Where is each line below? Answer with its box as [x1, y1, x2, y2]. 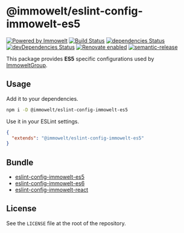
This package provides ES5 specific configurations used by [6, 55, 154, 62]
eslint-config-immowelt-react [14, 186, 89, 194]
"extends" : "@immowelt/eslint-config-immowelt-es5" [11, 135, 145, 141]
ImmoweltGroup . [6, 62, 48, 69]
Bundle [6, 157, 34, 167]
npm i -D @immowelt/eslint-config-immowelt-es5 [6, 107, 128, 113]
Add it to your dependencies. [6, 95, 78, 102]
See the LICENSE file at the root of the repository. [6, 219, 127, 227]
